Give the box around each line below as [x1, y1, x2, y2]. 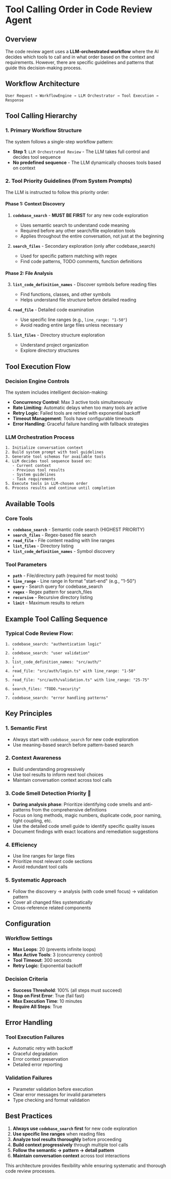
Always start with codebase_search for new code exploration [12, 736, 139, 742]
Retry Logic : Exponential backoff [12, 962, 83, 969]
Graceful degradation [12, 1051, 58, 1057]
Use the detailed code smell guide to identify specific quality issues [12, 823, 155, 829]
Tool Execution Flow [5, 362, 71, 371]
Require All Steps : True [12, 1003, 62, 1010]
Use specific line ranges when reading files [12, 1130, 106, 1137]
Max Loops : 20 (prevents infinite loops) [12, 946, 96, 953]
